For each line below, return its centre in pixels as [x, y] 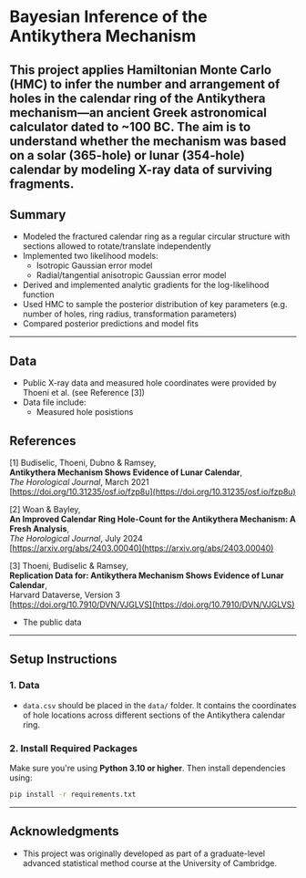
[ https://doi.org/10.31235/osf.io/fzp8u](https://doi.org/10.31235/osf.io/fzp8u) [153, 492]
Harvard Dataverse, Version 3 [65, 595]
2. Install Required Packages [74, 748]
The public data [52, 623]
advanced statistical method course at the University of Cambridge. [150, 863]
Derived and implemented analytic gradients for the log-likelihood [146, 285]
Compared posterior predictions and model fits [110, 324]
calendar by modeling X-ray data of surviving [141, 169]
